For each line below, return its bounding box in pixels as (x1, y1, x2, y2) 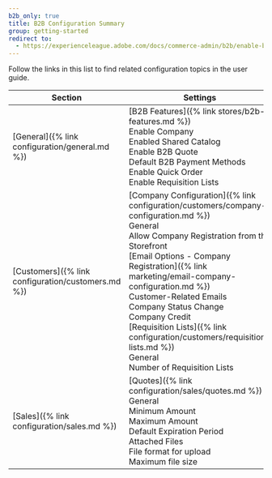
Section (51, 92, 83, 104)
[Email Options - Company (128, 250, 231, 262)
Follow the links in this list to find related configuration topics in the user (8, 64, 249, 74)
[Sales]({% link (12, 411, 70, 422)
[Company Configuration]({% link (128, 190, 257, 201)
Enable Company (128, 126, 194, 138)
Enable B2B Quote (128, 147, 198, 158)
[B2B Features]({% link (128, 106, 216, 117)
